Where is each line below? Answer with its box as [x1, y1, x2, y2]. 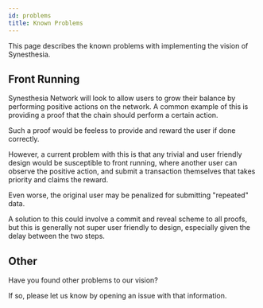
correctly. [8, 135, 40, 144]
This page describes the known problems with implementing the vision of [8, 41, 249, 50]
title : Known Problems [8, 19, 83, 27]
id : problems [8, 11, 52, 20]
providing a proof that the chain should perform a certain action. [8, 111, 219, 120]
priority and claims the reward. [8, 175, 109, 185]
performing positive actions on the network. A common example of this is [8, 102, 249, 111]
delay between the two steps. [8, 232, 106, 241]
